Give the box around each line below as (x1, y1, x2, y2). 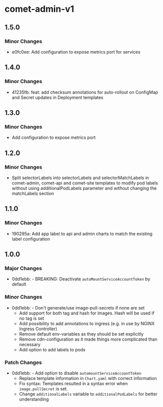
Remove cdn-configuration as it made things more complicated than (19, 336, 158, 342)
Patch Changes (4, 359, 42, 366)
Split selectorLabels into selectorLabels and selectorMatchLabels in (11, 175, 149, 181)
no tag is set (19, 315, 45, 321)
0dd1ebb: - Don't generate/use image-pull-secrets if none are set (11, 305, 145, 311)
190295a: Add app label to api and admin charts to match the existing (11, 230, 153, 237)
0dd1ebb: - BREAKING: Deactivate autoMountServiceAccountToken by (11, 276, 151, 282)
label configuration (11, 236, 50, 242)
